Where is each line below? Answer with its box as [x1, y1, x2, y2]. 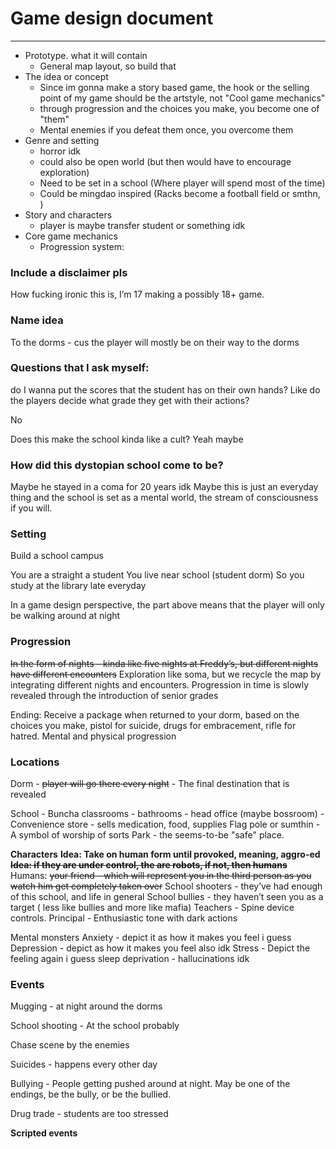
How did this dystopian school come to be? [10, 458, 224, 472]
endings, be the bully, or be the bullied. [10, 1088, 172, 1101]
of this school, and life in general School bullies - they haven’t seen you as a [10, 891, 324, 903]
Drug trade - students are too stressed [10, 1108, 169, 1120]
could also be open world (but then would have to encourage [39, 155, 292, 167]
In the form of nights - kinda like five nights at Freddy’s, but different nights [10, 657, 319, 669]
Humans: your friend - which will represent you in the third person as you [10, 870, 312, 882]
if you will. [10, 502, 53, 514]
